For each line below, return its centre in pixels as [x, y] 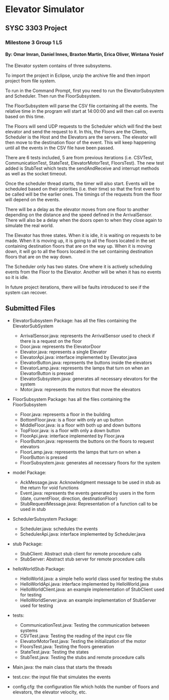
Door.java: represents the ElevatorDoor [60, 346]
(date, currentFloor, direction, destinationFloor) [69, 498]
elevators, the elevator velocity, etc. [50, 692]
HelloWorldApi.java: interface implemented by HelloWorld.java [84, 584]
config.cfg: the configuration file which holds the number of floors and [86, 686]
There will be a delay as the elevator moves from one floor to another [77, 209]
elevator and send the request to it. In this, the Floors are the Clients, [76, 131]
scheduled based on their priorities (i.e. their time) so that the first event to [83, 189]
